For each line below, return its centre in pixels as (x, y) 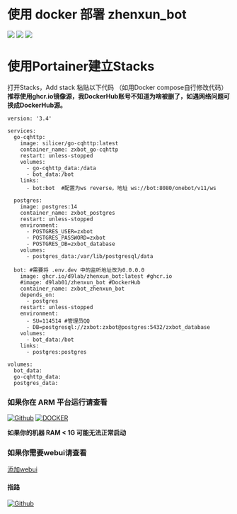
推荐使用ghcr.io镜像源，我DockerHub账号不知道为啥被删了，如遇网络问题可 (118, 96)
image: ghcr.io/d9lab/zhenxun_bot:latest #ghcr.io (96, 276)
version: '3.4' (30, 118)
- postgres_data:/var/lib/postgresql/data (89, 256)
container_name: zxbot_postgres (68, 213)
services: (22, 131)
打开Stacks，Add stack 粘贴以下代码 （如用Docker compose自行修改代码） (117, 87)
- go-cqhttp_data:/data (61, 168)
